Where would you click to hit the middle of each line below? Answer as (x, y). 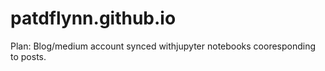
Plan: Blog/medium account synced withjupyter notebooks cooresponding (163, 46)
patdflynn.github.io (93, 18)
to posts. (28, 56)
